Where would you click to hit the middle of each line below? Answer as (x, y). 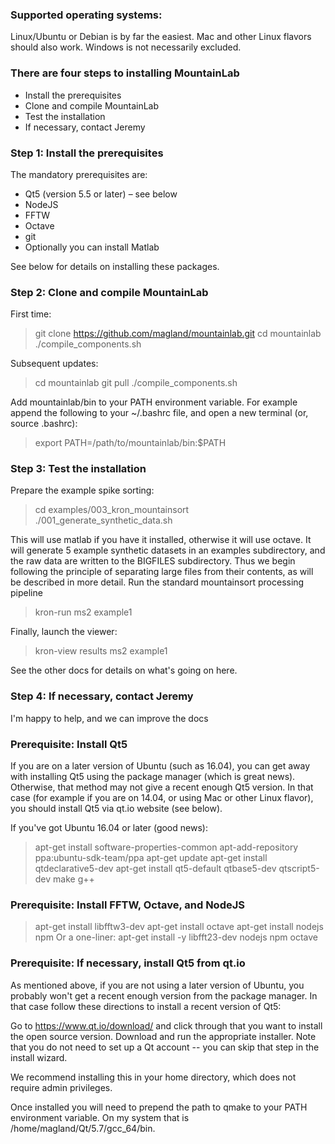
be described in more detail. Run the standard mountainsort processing (157, 582)
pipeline (26, 593)
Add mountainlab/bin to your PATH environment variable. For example (154, 402)
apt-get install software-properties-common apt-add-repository (166, 847)
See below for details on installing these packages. (115, 266)
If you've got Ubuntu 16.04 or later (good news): (109, 828)
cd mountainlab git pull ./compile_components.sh (136, 383)
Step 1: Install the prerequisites (87, 153)
